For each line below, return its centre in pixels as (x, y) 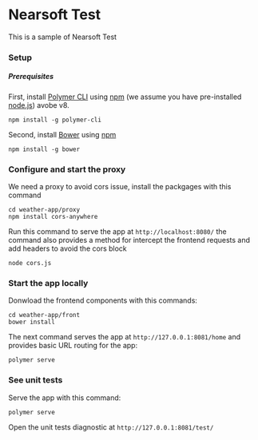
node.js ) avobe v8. (39, 105)
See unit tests (36, 380)
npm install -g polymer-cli (55, 120)
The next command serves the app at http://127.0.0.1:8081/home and (125, 337)
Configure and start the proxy (67, 169)
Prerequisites (31, 77)
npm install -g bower (44, 149)
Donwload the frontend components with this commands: (103, 300)
